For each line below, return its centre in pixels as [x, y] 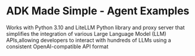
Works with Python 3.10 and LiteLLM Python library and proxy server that [96, 27]
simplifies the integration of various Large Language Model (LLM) [86, 33]
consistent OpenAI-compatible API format [57, 46]
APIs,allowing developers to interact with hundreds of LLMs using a [89, 40]
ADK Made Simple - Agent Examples [98, 11]
